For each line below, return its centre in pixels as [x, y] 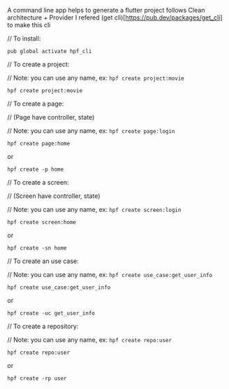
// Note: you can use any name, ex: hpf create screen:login [94, 210]
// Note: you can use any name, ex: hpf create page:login [91, 131]
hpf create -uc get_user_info [51, 313]
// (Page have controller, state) [51, 117]
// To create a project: [38, 64]
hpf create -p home [36, 169]
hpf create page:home [39, 143]
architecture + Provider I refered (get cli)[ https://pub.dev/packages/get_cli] [115, 17]
